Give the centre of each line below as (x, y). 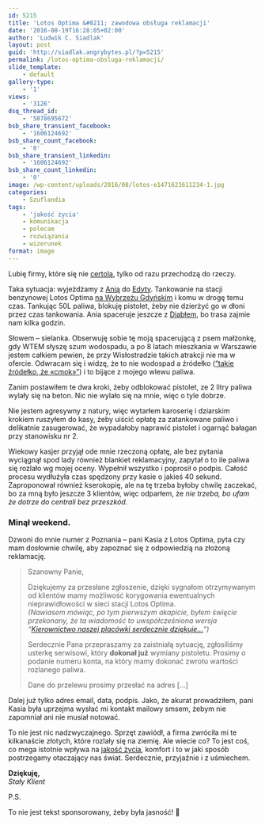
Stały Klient (27, 781)
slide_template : (35, 67)
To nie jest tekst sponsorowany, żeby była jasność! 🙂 (94, 812)
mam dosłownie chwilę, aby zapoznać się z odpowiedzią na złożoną (119, 548)
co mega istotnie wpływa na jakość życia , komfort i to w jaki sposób (119, 749)
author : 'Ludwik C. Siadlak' (56, 38)
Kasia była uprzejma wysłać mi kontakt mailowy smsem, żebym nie (117, 709)
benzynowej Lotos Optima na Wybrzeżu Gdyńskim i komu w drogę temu (126, 297)
